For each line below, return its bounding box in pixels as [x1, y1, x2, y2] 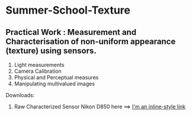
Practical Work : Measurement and [5, 27, 137, 37]
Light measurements [14, 62, 65, 68]
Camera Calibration [14, 67, 62, 75]
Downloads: [5, 92, 35, 98]
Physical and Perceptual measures [14, 74, 99, 80]
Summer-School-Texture [5, 4, 131, 17]
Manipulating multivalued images [14, 80, 95, 87]
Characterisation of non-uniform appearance [5, 36, 176, 46]
